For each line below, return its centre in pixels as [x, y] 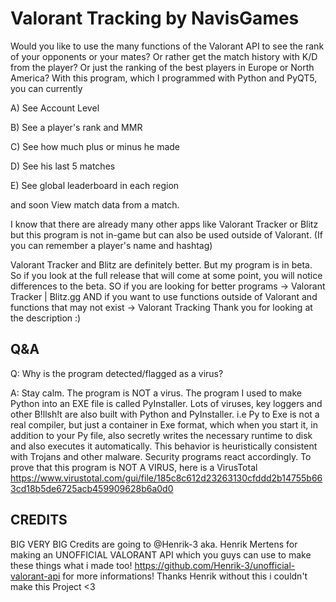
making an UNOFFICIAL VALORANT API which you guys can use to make [161, 554]
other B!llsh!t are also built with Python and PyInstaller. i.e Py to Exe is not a [165, 414]
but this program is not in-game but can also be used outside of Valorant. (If [166, 234]
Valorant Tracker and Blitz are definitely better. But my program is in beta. [161, 264]
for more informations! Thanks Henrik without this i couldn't [185, 576]
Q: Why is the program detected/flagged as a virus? [117, 373]
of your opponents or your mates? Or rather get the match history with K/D [164, 56]
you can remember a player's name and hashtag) [111, 245]
